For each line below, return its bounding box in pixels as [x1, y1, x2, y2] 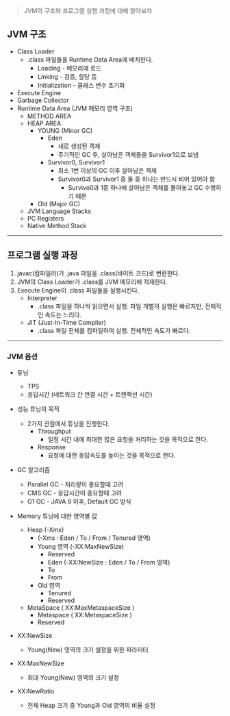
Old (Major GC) [37, 199, 81, 208]
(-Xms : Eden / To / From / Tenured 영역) [37, 534, 151, 542]
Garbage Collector [16, 96, 70, 104]
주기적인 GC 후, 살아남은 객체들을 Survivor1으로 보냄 [57, 150, 199, 158]
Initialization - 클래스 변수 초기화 [37, 81, 125, 89]
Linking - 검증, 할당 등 [37, 72, 97, 81]
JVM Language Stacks [27, 207, 91, 215]
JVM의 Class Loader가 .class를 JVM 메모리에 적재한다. [16, 277, 168, 286]
